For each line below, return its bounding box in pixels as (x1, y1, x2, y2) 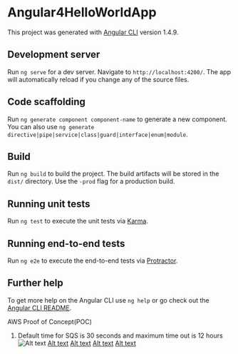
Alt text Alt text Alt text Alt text (47, 338, 137, 347)
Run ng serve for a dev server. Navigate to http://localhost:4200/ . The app (7, 67, 232, 76)
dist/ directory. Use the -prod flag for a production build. (7, 177, 175, 186)
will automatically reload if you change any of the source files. (7, 75, 190, 84)
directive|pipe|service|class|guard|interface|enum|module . (7, 130, 188, 138)
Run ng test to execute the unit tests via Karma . (7, 217, 148, 226)
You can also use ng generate (7, 122, 95, 131)
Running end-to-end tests (7, 237, 125, 250)
